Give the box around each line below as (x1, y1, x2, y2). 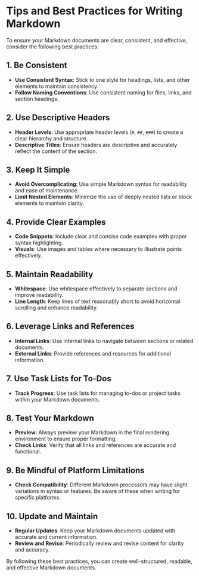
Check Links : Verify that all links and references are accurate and (14, 442, 176, 449)
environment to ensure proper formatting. (14, 435, 117, 443)
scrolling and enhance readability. (14, 304, 98, 311)
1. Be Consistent (6, 60, 67, 71)
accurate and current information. (14, 534, 98, 541)
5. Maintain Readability (6, 269, 94, 279)
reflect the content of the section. (14, 148, 97, 155)
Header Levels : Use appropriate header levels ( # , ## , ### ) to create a (14, 128, 184, 136)
